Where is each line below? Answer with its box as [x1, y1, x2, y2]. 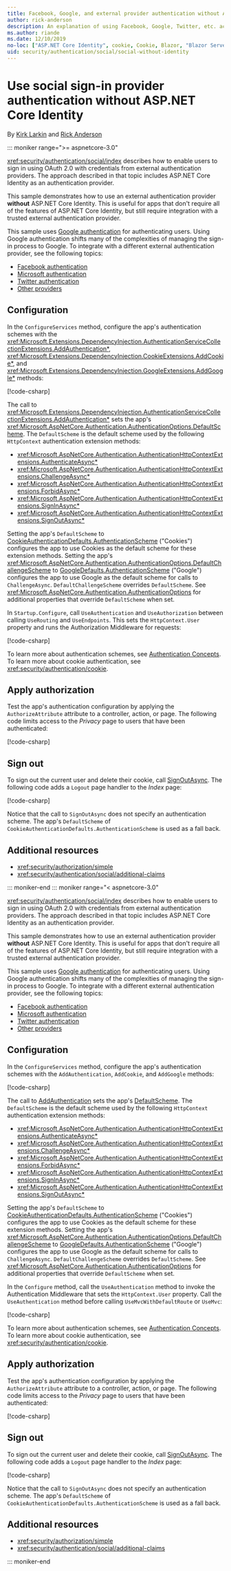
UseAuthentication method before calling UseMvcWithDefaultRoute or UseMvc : [7, 1297, 222, 1305]
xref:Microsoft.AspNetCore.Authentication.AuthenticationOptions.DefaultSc [7, 422, 221, 431]
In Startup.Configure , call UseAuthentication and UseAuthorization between [7, 608, 223, 616]
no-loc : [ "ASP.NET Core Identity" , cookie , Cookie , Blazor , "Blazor [7, 42, 208, 49]
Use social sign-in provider [7, 78, 165, 94]
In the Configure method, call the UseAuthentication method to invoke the [7, 1282, 215, 1290]
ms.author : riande [7, 29, 60, 36]
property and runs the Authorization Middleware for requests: [7, 623, 181, 631]
